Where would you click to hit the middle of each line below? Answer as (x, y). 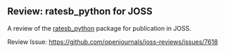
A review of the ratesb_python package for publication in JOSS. (99, 28)
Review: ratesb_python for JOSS (80, 12)
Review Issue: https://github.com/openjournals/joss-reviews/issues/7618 (112, 42)
